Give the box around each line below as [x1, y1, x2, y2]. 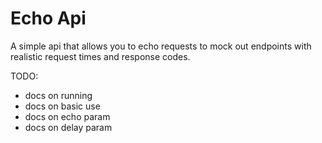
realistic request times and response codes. [10, 50, 191, 62]
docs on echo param [24, 110, 111, 122]
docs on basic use [24, 100, 101, 112]
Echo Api [10, 7, 87, 30]
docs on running [24, 89, 93, 101]
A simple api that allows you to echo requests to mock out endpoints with [10, 40, 312, 52]
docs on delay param [24, 121, 113, 133]
